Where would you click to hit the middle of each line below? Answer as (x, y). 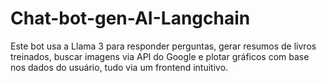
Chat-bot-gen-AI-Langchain (130, 18)
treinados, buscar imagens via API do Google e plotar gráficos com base (160, 56)
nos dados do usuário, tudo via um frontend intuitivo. (119, 67)
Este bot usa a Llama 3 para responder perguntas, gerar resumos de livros (163, 46)
